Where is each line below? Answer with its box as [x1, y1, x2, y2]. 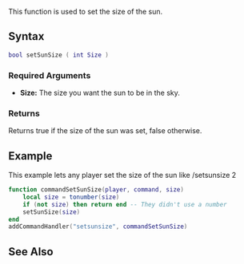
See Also [8, 245, 54, 258]
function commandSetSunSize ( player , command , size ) [8, 186, 184, 194]
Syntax [8, 30, 45, 43]
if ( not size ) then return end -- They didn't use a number [22, 200, 227, 208]
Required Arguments [8, 69, 91, 81]
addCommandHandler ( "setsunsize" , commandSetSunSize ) [8, 223, 188, 231]
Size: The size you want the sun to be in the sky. [19, 88, 180, 97]
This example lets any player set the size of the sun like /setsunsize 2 [8, 171, 237, 180]
